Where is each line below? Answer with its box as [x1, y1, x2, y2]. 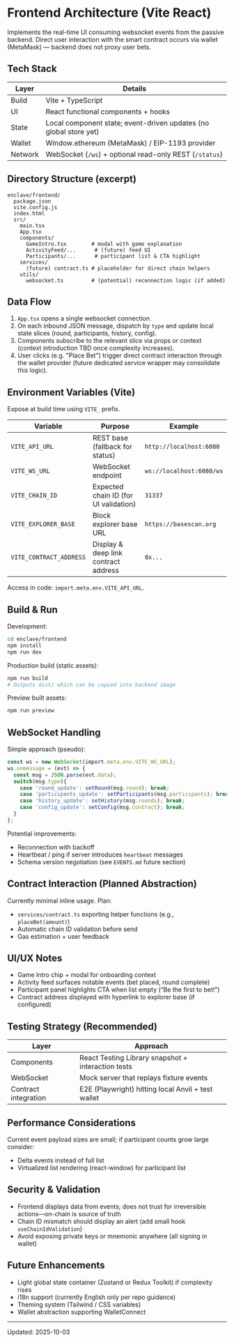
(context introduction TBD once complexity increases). [17, 344, 175, 353]
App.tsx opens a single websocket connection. [17, 314, 152, 323]
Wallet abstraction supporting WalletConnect [17, 1307, 146, 1316]
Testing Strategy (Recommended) [7, 1020, 158, 1032]
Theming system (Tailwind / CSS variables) [17, 1300, 141, 1308]
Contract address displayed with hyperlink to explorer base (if [17, 993, 195, 1002]
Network [10, 149, 40, 159]
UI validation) [92, 500, 136, 509]
